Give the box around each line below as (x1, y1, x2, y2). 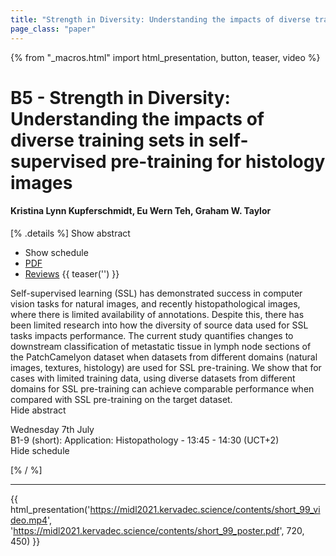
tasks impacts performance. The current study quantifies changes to (10, 329, 294, 341)
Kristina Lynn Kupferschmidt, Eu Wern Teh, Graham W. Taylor (10, 205, 272, 217)
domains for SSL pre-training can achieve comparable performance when (10, 382, 315, 395)
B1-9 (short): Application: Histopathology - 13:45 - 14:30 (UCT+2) (10, 434, 280, 446)
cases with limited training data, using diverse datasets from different (10, 372, 296, 384)
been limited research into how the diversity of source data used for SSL (10, 319, 309, 331)
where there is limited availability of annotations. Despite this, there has (10, 308, 305, 320)
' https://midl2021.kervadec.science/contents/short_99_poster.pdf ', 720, (10, 524, 305, 536)
